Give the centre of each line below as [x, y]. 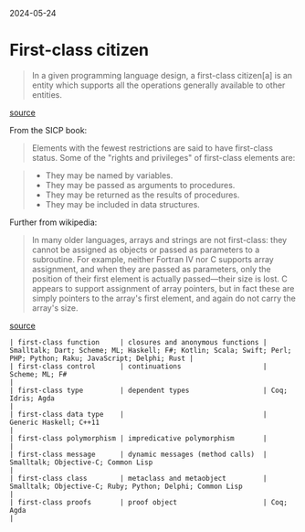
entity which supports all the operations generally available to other [158, 85]
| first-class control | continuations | [138, 366]
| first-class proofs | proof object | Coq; [148, 502]
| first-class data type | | [138, 414]
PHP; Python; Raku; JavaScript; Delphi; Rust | [102, 358]
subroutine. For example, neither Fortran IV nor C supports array [152, 259]
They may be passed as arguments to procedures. [140, 185]
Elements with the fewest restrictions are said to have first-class [152, 148]
